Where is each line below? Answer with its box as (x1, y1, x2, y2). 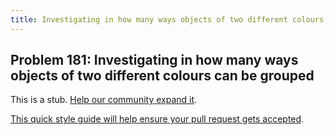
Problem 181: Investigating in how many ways (10, 52, 299, 69)
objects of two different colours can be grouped (10, 67, 315, 85)
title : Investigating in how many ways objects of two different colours (10, 14, 325, 25)
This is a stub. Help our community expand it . (10, 94, 198, 106)
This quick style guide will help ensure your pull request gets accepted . (10, 113, 305, 125)
